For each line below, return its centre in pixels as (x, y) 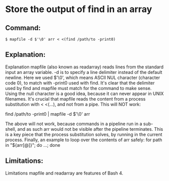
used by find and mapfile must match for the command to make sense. (78, 88)
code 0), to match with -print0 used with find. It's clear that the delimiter (80, 83)
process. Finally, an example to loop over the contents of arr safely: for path (84, 140)
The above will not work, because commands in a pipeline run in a (74, 124)
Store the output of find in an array (79, 9)
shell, (11, 129)
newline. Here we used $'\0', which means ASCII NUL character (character (82, 77)
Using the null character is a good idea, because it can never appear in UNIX (84, 94)
